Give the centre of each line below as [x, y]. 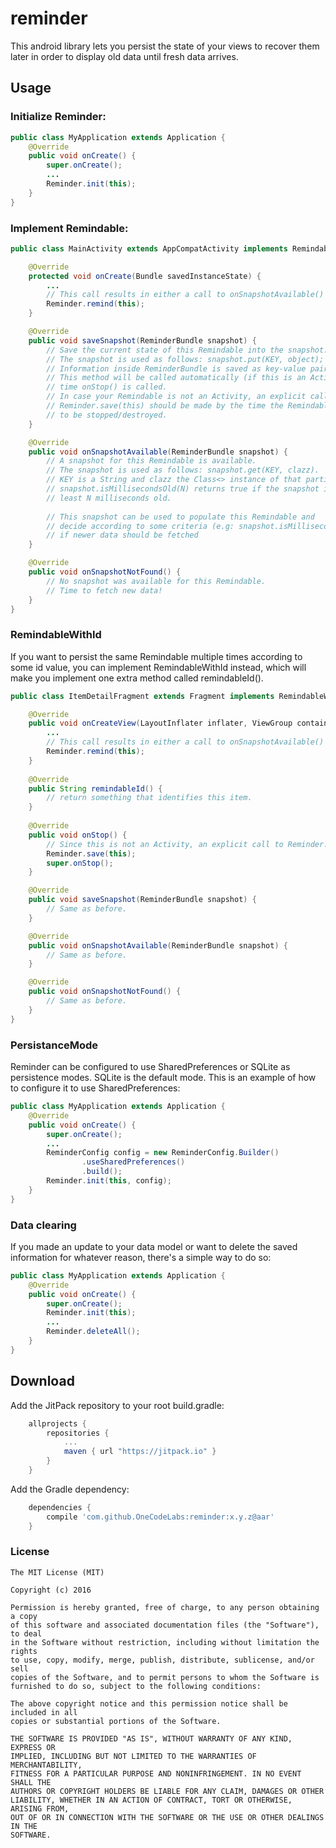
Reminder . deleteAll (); [93, 1332]
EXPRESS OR [33, 1747]
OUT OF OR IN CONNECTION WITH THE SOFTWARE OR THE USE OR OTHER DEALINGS [167, 1817]
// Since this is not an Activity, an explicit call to [165, 844]
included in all [44, 1712]
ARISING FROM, [40, 1808]
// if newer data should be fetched [122, 535]
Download [42, 1381]
